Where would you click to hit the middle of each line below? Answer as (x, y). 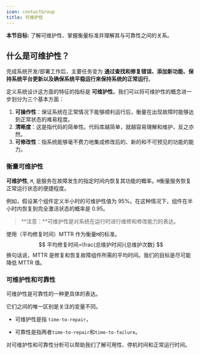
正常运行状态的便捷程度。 (38, 188)
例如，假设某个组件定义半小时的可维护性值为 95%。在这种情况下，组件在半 (100, 201)
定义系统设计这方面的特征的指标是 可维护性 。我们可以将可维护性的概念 (94, 92)
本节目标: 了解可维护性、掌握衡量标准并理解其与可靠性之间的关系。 (89, 35)
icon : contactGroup (31, 12)
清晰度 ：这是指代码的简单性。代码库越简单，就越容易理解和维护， (96, 127)
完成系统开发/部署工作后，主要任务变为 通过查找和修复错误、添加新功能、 (97, 71)
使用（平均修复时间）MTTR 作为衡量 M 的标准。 (63, 234)
